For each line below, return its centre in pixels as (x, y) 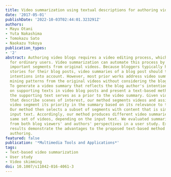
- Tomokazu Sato (22, 39)
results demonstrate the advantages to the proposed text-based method (88, 129)
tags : (11, 148)
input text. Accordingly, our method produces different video (78, 115)
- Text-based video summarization (42, 153)
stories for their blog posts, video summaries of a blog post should (86, 72)
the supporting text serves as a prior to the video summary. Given (84, 95)
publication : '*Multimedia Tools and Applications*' (62, 143)
